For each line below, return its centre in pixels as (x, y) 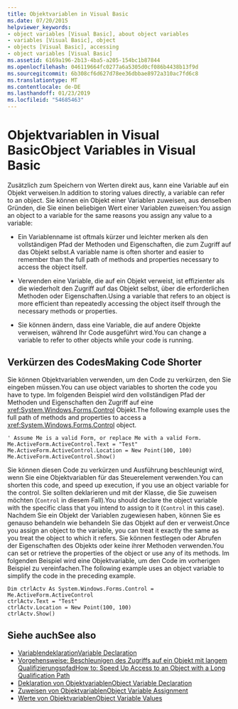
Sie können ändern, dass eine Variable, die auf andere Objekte (109, 325)
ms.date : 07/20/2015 (38, 21)
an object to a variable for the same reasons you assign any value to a (110, 215)
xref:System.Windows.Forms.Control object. (72, 425)
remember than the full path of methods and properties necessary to (118, 259)
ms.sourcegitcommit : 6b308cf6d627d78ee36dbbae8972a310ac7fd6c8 (103, 73)
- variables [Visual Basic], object (61, 41)
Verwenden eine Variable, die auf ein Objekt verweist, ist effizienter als (121, 280)
